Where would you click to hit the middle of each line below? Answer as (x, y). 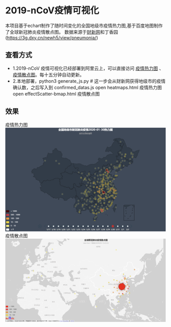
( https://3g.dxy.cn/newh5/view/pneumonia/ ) (52, 37)
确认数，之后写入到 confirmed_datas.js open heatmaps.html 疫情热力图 (87, 87)
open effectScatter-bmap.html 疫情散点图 (56, 94)
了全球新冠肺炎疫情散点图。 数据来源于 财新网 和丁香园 (62, 32)
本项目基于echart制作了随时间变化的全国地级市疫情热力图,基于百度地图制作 (84, 26)
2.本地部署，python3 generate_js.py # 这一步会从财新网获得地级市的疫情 (89, 81)
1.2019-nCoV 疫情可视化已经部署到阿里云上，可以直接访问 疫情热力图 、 (88, 68)
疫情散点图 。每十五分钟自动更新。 (48, 74)
